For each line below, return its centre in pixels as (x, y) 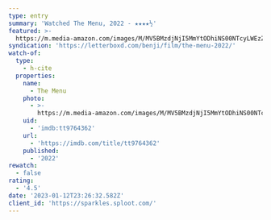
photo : (34, 98)
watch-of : (25, 53)
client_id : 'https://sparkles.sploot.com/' (83, 203)
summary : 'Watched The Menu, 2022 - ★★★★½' (83, 23)
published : (41, 151)
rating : (21, 181)
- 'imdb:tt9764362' (62, 128)
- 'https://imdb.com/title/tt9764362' (95, 143)
